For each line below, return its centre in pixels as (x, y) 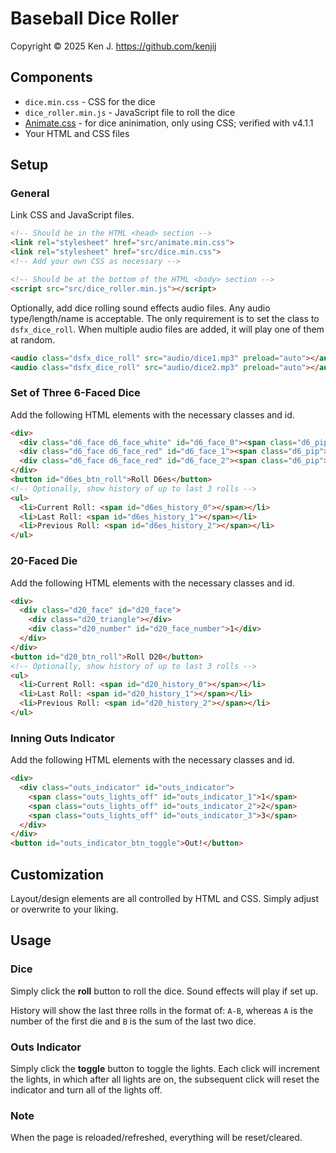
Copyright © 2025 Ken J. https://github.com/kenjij (113, 46)
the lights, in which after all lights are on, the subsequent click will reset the (165, 1079)
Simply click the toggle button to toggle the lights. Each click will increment (165, 1068)
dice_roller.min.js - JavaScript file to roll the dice (130, 112)
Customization (57, 874)
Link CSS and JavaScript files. (72, 215)
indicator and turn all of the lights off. (86, 1090)
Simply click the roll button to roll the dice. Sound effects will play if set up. (164, 991)
